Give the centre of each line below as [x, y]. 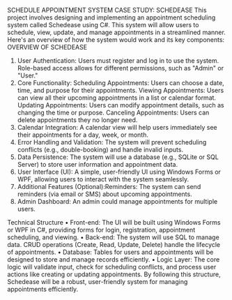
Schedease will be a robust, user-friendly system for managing [98, 282]
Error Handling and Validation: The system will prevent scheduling [112, 142]
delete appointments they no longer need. [77, 120]
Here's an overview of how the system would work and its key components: [116, 40]
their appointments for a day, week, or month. [83, 135]
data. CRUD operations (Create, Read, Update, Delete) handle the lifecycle [114, 245]
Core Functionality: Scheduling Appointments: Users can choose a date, [121, 83]
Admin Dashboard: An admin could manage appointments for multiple [117, 201]
